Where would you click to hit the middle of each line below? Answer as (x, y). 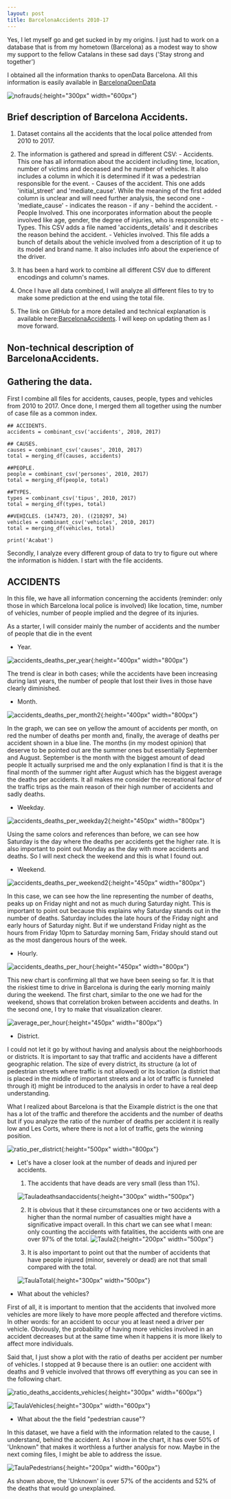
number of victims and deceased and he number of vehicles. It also (112, 169)
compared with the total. (62, 1267)
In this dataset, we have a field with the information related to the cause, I (111, 1432)
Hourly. (27, 954)
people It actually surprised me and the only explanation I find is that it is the (115, 765)
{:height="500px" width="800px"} (110, 1149)
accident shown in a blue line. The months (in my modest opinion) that (107, 743)
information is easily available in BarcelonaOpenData (81, 82)
